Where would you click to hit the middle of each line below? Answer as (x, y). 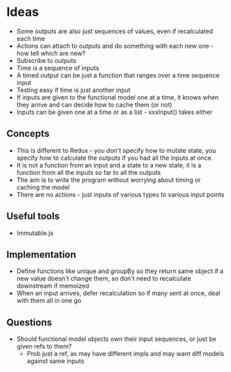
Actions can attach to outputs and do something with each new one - (115, 46)
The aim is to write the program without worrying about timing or (109, 180)
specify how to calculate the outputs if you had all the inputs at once (114, 158)
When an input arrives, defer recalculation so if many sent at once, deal (118, 293)
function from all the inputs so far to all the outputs (89, 172)
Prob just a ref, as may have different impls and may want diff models (125, 354)
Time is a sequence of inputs (58, 68)
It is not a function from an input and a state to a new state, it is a (109, 165)
